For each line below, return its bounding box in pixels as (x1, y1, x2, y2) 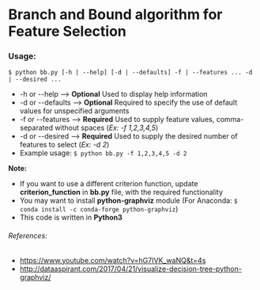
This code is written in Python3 (19, 212, 122, 223)
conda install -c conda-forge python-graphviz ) (19, 204, 179, 214)
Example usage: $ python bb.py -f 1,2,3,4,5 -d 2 (19, 148, 187, 158)
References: (8, 231, 47, 241)
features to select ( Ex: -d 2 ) (19, 140, 110, 150)
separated (19, 123, 54, 132)
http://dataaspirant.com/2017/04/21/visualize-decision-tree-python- (19, 264, 243, 273)
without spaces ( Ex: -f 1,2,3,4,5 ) (55, 123, 159, 132)
